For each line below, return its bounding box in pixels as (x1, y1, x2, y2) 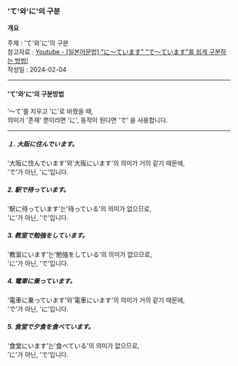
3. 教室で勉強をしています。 (7, 231, 89, 240)
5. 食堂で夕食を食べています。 (7, 322, 94, 331)
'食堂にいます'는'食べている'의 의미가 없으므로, (7, 342, 140, 350)
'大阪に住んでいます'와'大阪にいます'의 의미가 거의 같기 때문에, (7, 159, 186, 167)
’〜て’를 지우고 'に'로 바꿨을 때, (7, 106, 93, 115)
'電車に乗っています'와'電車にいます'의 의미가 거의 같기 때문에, (7, 296, 186, 304)
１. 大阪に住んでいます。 (7, 140, 79, 148)
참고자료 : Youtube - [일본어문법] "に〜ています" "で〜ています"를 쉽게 (7, 48, 208, 56)
